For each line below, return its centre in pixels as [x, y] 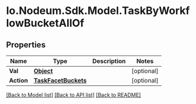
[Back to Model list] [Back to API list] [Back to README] [74, 95]
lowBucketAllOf [45, 23]
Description [109, 61]
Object [43, 71]
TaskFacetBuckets [60, 80]
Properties [26, 45]
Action [19, 80]
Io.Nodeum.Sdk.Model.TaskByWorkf [98, 11]
